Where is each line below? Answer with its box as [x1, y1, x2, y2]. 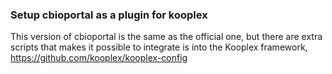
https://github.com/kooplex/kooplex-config [10, 52, 188, 64]
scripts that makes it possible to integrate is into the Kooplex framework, [10, 41, 308, 53]
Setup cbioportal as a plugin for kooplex [10, 8, 208, 22]
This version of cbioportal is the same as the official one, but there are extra [10, 31, 323, 43]
